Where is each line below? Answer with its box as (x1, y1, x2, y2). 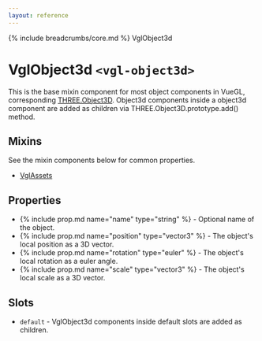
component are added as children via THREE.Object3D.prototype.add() (8, 103, 239, 113)
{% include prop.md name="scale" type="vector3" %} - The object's (19, 265, 245, 274)
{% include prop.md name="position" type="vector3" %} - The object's (19, 232, 254, 241)
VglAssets (19, 171, 53, 180)
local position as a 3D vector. (19, 239, 114, 249)
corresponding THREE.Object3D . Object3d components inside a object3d (8, 95, 247, 105)
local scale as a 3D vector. (19, 273, 106, 283)
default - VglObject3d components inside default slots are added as (19, 317, 242, 326)
